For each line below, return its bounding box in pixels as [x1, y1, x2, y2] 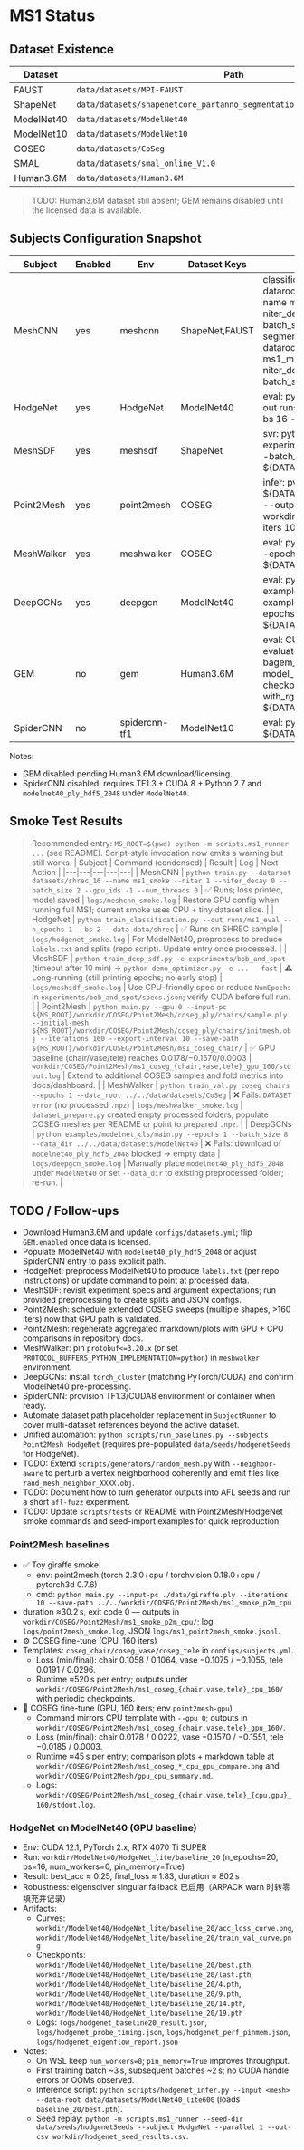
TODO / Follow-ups [9, 1203, 119, 1219]
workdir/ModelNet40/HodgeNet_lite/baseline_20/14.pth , [35, 1998, 246, 2009]
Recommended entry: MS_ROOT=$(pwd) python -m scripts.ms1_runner [31, 837, 290, 848]
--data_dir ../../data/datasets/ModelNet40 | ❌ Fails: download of [31, 1138, 282, 1149]
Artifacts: [22, 1904, 57, 1914]
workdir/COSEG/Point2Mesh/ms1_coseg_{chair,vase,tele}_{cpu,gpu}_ [35, 1790, 292, 1799]
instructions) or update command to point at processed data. [22, 1275, 250, 1287]
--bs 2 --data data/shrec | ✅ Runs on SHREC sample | [76, 923, 283, 934]
